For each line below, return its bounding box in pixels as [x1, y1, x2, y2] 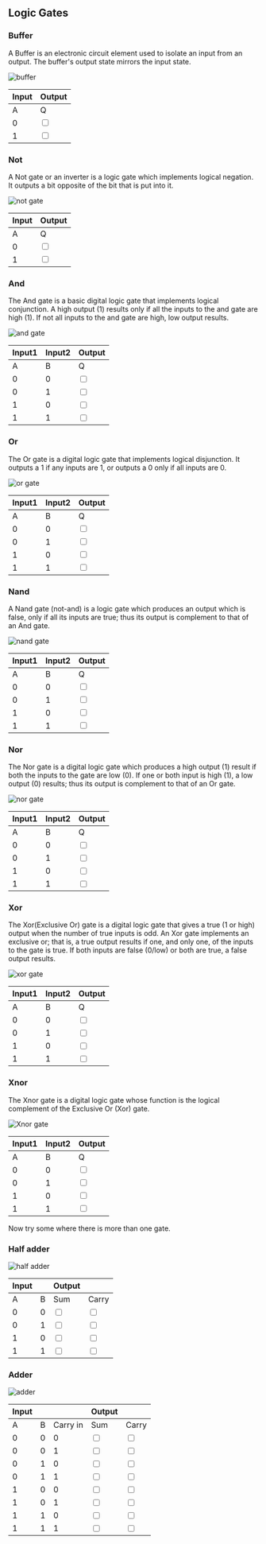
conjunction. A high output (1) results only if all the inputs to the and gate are [8, 305, 258, 314]
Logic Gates [8, 6, 69, 20]
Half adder [8, 1243, 50, 1255]
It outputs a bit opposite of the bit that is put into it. [8, 180, 174, 190]
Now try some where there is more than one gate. [8, 1224, 171, 1233]
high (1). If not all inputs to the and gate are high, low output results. [8, 313, 229, 323]
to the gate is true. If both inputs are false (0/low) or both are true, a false [8, 945, 248, 955]
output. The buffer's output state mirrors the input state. [8, 56, 192, 66]
